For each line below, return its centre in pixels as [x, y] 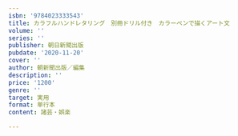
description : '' [35, 75]
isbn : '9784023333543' [46, 16]
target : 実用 [29, 98]
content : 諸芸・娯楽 [39, 113]
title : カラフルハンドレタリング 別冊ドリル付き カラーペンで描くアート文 [119, 23]
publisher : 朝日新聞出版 [46, 46]
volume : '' [26, 30]
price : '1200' [32, 82]
